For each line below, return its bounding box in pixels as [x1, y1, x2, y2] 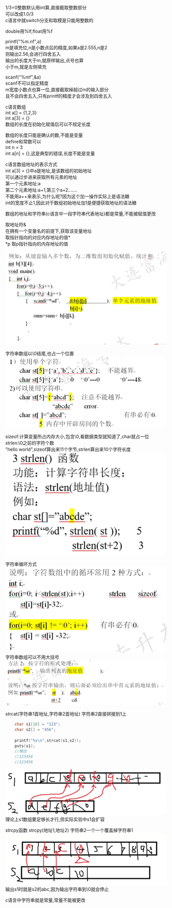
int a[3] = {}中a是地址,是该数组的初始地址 [5, 168, 92, 173]
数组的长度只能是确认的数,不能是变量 [5, 132, 83, 138]
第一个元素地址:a [5, 181, 41, 186]
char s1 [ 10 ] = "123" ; [14, 722, 60, 727]
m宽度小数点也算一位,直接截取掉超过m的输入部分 [5, 87, 109, 92]
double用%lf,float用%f [5, 28, 53, 34]
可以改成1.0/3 [5, 11, 34, 17]
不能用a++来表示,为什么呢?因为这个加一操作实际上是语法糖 [5, 193, 130, 199]
